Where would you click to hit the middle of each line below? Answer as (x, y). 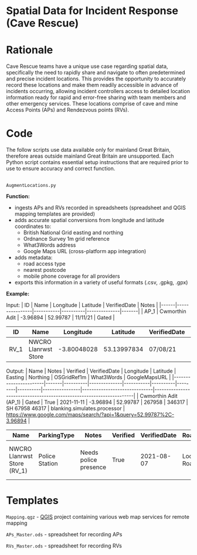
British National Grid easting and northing (73, 233)
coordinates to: (33, 226)
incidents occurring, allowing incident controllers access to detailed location (98, 91)
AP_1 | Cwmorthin (165, 311)
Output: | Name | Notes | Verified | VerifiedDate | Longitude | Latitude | (91, 371)
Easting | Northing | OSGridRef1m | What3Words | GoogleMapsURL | (89, 377)
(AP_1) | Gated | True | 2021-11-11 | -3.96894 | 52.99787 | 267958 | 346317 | (97, 402)
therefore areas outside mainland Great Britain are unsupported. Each (90, 156)
